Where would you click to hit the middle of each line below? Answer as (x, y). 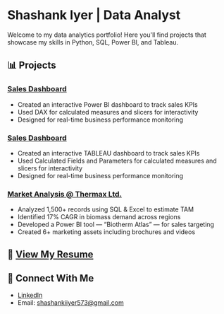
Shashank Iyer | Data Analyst (94, 15)
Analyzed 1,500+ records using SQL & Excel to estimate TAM (106, 209)
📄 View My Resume (50, 254)
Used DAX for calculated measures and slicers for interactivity (108, 112)
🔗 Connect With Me (51, 278)
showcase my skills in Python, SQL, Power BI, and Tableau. (93, 42)
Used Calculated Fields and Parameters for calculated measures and (117, 161)
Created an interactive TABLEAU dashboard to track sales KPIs (108, 153)
